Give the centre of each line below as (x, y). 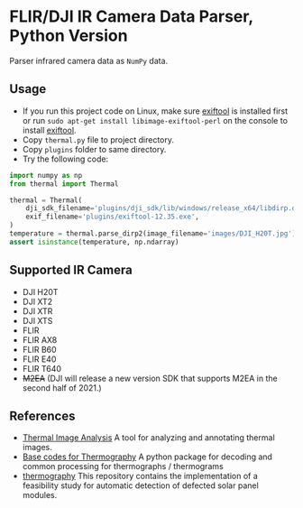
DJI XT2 (37, 301)
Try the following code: (65, 159)
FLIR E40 (39, 359)
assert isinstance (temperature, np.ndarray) (94, 242)
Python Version (69, 36)
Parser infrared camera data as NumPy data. (89, 60)
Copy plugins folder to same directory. (94, 149)
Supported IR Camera (71, 270)
